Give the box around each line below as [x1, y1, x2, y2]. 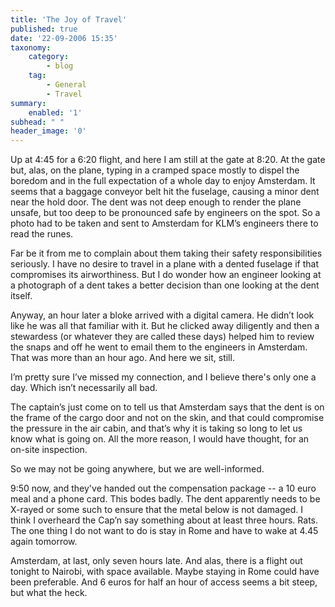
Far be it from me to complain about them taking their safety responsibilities [10, 247, 323, 260]
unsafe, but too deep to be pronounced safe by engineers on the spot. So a [10, 207, 321, 219]
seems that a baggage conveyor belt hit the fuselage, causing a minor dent [10, 186, 320, 198]
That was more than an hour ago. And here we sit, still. [10, 352, 235, 364]
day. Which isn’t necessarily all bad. [10, 382, 158, 394]
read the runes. [10, 228, 74, 240]
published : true [10, 24, 78, 34]
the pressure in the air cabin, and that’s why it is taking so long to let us [10, 422, 303, 435]
